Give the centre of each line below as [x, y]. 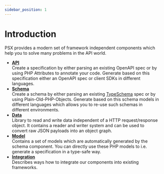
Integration [23, 157]
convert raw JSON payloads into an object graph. [62, 131]
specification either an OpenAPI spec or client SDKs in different [76, 78]
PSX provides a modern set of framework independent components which [80, 48]
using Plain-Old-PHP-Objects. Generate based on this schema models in [85, 99]
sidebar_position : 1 [26, 10]
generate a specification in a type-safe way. [56, 151]
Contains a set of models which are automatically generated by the [80, 141]
